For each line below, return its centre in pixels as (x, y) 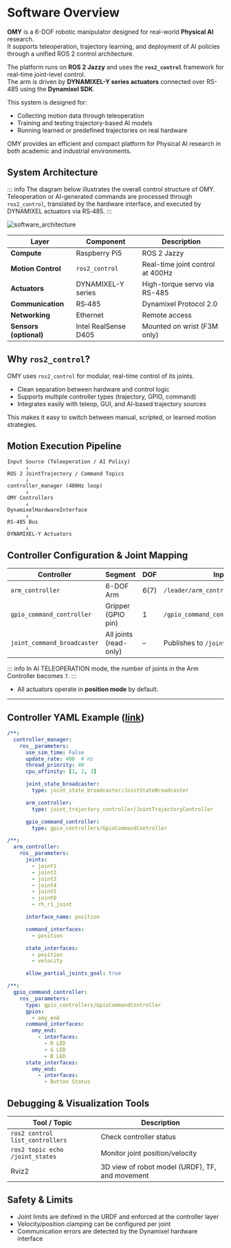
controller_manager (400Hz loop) (55, 486)
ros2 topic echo (37, 1150)
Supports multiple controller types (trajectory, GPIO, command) (107, 396)
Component (106, 241)
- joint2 (44, 872)
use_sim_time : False (55, 752)
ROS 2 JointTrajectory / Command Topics (66, 474)
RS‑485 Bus (23, 522)
